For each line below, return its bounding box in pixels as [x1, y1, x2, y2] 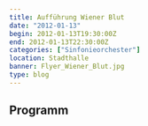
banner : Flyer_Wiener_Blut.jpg [9, 63, 125, 71]
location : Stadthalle [9, 54, 90, 63]
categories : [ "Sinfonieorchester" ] [9, 46, 141, 55]
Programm [9, 103, 69, 118]
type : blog [9, 70, 50, 79]
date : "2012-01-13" [9, 21, 82, 30]
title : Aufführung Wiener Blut [9, 12, 125, 22]
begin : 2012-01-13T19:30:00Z [9, 29, 117, 38]
